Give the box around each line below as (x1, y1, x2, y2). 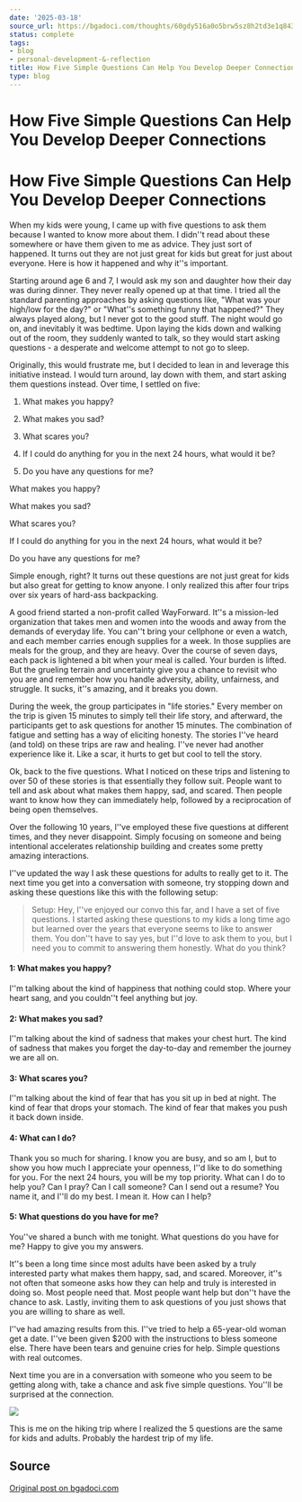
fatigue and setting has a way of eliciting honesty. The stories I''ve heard (9, 729, 279, 740)
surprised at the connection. (9, 1389, 114, 1399)
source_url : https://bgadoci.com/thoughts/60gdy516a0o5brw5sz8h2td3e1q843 (9, 22, 296, 31)
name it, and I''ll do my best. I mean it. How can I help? (9, 1191, 212, 1202)
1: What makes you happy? (9, 963, 112, 974)
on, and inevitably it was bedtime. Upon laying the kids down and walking (9, 323, 281, 334)
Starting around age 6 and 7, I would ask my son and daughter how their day (9, 275, 292, 286)
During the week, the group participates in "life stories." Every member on (9, 701, 283, 711)
